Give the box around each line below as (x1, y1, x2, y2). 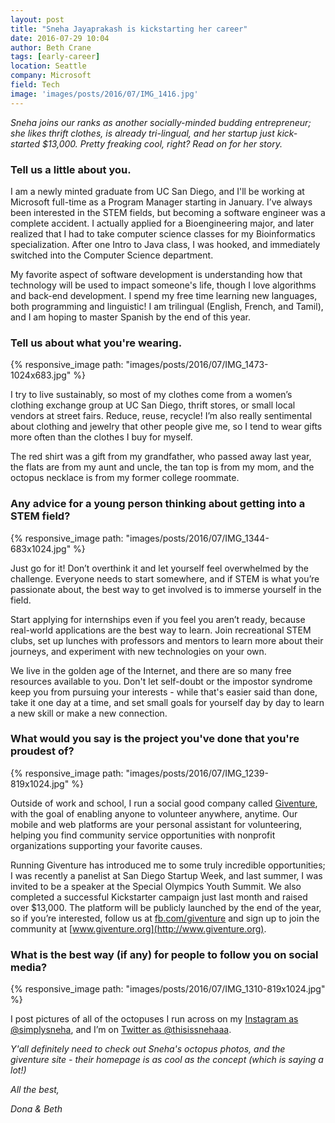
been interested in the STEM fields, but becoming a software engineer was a (10, 206, 326, 218)
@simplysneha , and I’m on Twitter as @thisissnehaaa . (10, 1024, 232, 1036)
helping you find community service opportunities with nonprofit (10, 829, 276, 841)
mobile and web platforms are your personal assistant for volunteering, (10, 818, 303, 830)
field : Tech (10, 80, 60, 90)
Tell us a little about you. (10, 162, 132, 176)
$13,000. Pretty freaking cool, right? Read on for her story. (41, 137, 283, 150)
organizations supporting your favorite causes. (10, 839, 203, 851)
